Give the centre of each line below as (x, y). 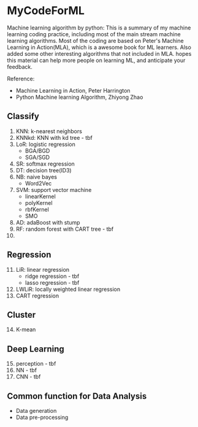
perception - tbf (36, 364)
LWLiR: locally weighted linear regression (68, 289)
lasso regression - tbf (52, 282)
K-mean (26, 329)
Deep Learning (36, 349)
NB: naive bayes (36, 177)
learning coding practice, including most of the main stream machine (94, 34)
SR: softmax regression (45, 164)
